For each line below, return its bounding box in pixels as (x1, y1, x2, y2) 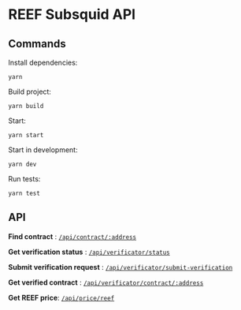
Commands (8, 37, 67, 50)
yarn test (8, 189, 41, 197)
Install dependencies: (8, 58, 78, 67)
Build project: (8, 87, 51, 96)
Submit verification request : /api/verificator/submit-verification (8, 262, 233, 271)
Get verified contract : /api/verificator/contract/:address (8, 278, 204, 287)
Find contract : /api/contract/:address (8, 231, 136, 241)
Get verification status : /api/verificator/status (8, 247, 171, 256)
